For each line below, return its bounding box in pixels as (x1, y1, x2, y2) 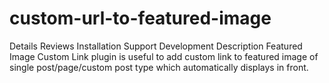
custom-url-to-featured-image (9, 7, 272, 30)
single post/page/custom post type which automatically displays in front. (9, 61, 309, 73)
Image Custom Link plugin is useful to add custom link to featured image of (9, 50, 319, 62)
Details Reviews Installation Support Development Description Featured (9, 40, 303, 52)
